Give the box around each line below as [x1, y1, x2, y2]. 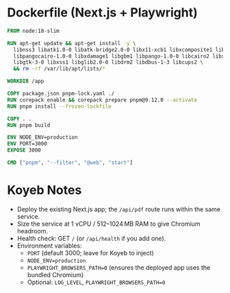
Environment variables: [16, 242, 82, 250]
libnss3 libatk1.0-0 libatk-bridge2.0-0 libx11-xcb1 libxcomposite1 [13, 46, 213, 53]
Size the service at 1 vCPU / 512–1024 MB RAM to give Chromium [16, 220, 201, 228]
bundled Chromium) [27, 270, 84, 279]
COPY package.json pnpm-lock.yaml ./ [7, 91, 115, 97]
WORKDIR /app [7, 78, 44, 85]
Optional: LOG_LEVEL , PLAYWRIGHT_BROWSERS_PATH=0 [27, 278, 166, 286]
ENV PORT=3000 [7, 141, 48, 148]
